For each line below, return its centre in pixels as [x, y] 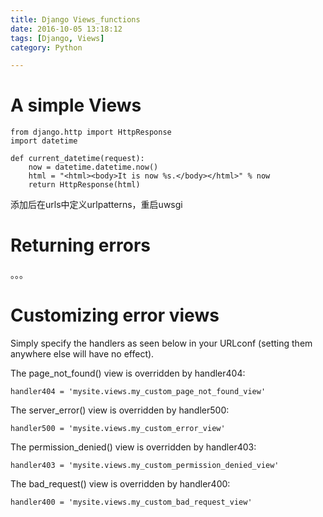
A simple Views [76, 105]
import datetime [44, 141]
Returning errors [81, 245]
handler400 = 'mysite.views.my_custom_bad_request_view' [131, 502]
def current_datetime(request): [77, 159]
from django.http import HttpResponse [91, 132]
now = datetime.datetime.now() [93, 167]
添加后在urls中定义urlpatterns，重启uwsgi [96, 205]
